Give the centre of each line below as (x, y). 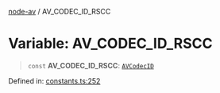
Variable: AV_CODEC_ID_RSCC (110, 44)
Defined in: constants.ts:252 (54, 81)
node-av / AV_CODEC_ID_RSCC (60, 12)
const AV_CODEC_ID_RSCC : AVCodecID (91, 65)
